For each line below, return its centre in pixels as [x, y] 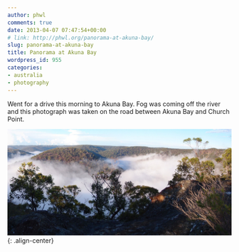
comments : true [30, 22]
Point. [16, 119]
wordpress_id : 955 [34, 61]
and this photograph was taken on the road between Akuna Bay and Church [118, 111]
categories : [25, 68]
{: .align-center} [31, 241]
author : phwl [27, 15]
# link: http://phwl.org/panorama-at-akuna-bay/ [81, 38]
